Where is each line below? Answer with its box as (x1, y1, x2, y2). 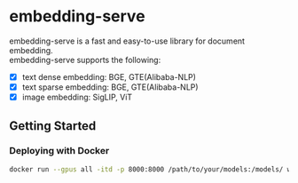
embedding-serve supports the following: (9, 54, 161, 65)
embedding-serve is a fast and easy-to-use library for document (9, 36, 246, 46)
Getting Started (9, 118, 97, 133)
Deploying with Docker (9, 145, 110, 157)
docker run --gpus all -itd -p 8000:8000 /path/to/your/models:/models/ (9, 164, 284, 174)
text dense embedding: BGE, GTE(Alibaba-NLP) (21, 71, 197, 82)
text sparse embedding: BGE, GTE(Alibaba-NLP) (21, 82, 199, 92)
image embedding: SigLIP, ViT (21, 91, 133, 103)
